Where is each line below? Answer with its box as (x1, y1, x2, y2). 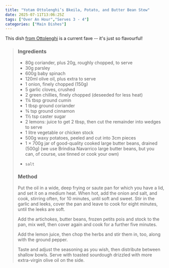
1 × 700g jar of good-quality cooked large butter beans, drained (25, 140, 158, 146)
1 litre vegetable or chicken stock (25, 129, 94, 136)
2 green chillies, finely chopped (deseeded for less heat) (25, 92, 143, 98)
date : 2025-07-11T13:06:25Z (5, 12, 65, 17)
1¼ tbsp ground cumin (25, 97, 72, 103)
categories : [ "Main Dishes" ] (5, 21, 67, 27)
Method (17, 173, 38, 180)
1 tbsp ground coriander (25, 102, 75, 109)
